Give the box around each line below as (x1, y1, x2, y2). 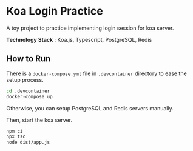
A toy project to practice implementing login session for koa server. (6, 24, 174, 32)
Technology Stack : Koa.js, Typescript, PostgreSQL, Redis (6, 36, 152, 43)
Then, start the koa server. (6, 116, 73, 124)
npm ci (6, 128, 23, 134)
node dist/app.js (6, 139, 50, 146)
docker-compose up (6, 93, 53, 99)
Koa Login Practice (6, 4, 103, 18)
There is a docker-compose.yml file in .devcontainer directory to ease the (6, 70, 187, 77)
